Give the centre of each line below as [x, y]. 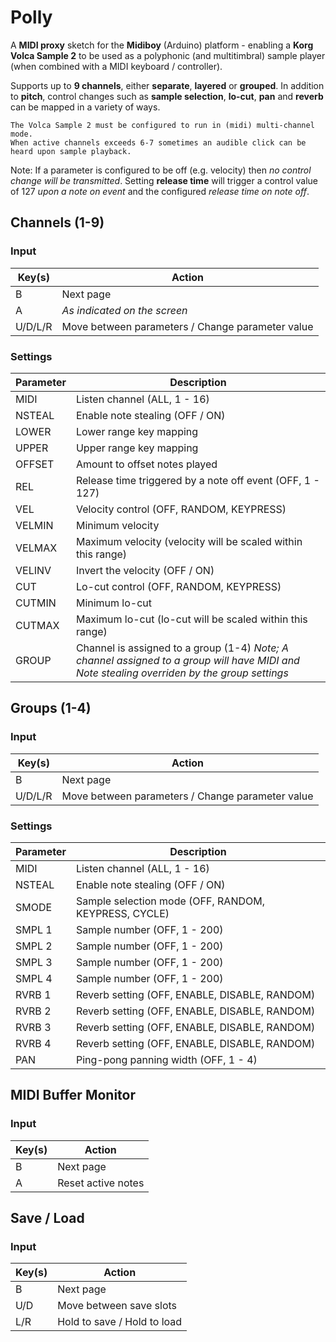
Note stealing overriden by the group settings [182, 673]
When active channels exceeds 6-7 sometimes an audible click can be [158, 142]
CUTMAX [37, 625]
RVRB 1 [33, 994]
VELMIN [34, 525]
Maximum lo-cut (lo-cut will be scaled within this [191, 619]
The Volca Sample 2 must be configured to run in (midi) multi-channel [162, 125]
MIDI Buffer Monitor [73, 1095]
